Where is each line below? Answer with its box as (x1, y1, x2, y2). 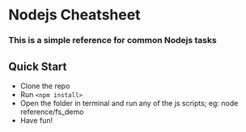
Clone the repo (19, 81, 70, 91)
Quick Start (8, 59, 67, 74)
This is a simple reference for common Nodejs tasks (8, 35, 217, 46)
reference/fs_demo (19, 107, 84, 117)
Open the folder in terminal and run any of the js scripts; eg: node (19, 98, 239, 108)
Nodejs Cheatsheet (8, 6, 141, 24)
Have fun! (19, 115, 53, 125)
